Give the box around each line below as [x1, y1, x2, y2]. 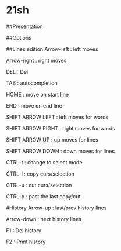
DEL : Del [6, 68, 28, 75]
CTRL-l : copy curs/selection [6, 170, 74, 177]
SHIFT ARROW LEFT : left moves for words [6, 114, 109, 121]
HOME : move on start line [6, 91, 69, 98]
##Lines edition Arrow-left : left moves [6, 45, 98, 53]
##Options [6, 34, 32, 41]
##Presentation [6, 23, 43, 30]
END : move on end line [6, 102, 62, 109]
